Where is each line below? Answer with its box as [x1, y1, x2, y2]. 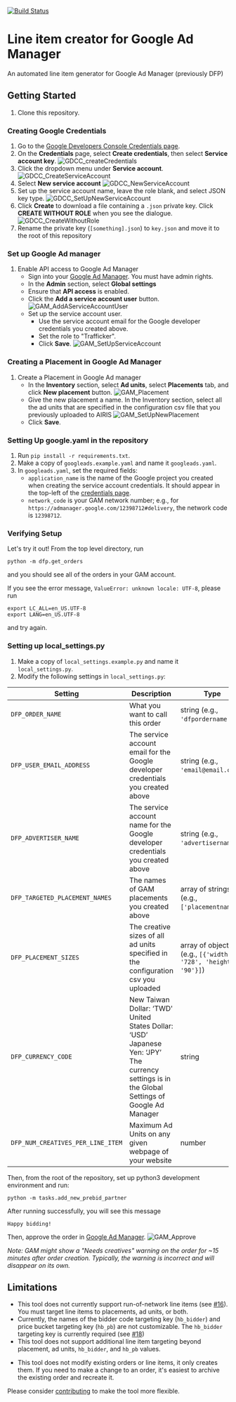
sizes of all [129, 931, 165, 941]
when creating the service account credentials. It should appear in [27, 481, 220, 490]
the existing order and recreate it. [17, 1373, 114, 1382]
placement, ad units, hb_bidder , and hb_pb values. [17, 1345, 161, 1354]
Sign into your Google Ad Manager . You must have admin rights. [27, 273, 214, 281]
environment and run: [7, 1181, 70, 1189]
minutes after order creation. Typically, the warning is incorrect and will [7, 1254, 215, 1262]
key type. [17, 194, 45, 203]
